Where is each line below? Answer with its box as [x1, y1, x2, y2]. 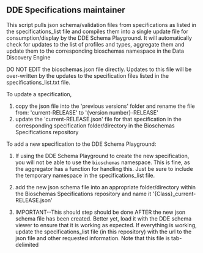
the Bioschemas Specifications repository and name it [15, 190, 152, 197]
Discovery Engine [6, 53, 51, 61]
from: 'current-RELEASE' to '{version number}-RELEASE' [15, 108, 159, 116]
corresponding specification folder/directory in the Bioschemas [15, 122, 175, 129]
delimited [15, 241, 39, 248]
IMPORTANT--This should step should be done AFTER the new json [15, 208, 186, 216]
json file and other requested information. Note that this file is [15, 234, 170, 241]
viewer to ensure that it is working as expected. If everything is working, [15, 221, 197, 228]
